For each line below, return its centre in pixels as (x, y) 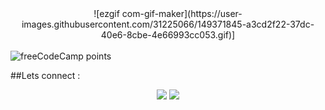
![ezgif (106, 13)
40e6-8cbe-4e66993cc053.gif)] (168, 35)
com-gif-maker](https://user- (182, 13)
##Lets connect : (45, 75)
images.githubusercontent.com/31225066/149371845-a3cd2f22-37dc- (168, 24)
